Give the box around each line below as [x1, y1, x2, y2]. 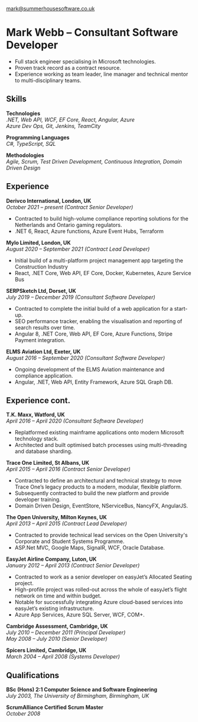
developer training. [14, 496, 61, 503]
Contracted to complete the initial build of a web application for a [14, 305, 173, 312]
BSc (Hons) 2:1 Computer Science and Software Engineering [6, 686, 158, 693]
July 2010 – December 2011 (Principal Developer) [6, 629, 126, 636]
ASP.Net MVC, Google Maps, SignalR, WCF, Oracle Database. [14, 544, 165, 551]
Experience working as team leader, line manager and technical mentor [14, 71, 189, 78]
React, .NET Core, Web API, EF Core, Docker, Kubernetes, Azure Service [14, 269, 191, 276]
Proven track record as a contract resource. [14, 64, 121, 71]
